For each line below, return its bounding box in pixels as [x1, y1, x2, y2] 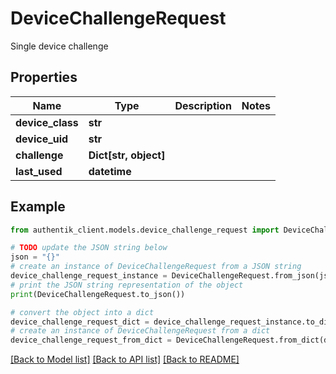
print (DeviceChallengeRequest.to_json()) [10, 289, 186, 299]
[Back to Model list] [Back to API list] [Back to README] [10, 353, 240, 366]
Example [10, 198, 66, 216]
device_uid [15, 132, 69, 146]
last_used [15, 164, 63, 178]
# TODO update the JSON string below [10, 243, 168, 253]
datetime [88, 164, 132, 178]
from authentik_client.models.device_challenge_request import [10, 225, 280, 235]
